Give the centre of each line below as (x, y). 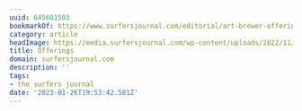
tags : (19, 76)
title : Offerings (42, 51)
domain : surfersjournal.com (62, 59)
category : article (44, 34)
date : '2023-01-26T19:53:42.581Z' (74, 92)
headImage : (30, 43)
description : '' (40, 68)
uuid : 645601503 (40, 17)
